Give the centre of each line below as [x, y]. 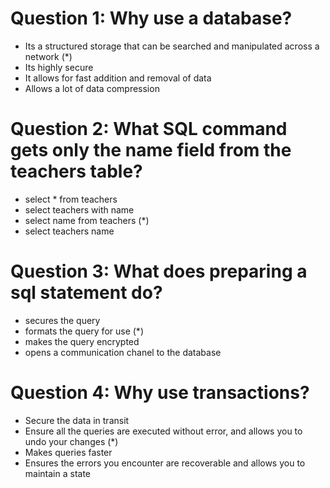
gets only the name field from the [151, 150]
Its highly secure [59, 67]
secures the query [62, 320]
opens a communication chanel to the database [123, 352]
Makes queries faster [68, 452]
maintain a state [57, 473]
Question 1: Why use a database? [151, 18]
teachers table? [76, 171]
